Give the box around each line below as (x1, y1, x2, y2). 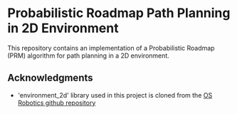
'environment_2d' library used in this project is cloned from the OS (17, 90, 213, 99)
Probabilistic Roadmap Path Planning (7, 5, 231, 21)
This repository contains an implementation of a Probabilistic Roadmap (7, 43, 215, 52)
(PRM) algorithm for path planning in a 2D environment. (7, 51, 169, 60)
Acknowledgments (7, 72, 94, 84)
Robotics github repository (17, 98, 96, 107)
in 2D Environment (7, 20, 119, 36)
